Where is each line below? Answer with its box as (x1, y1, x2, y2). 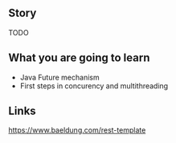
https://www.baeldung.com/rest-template (8, 125, 146, 135)
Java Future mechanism (19, 72, 100, 82)
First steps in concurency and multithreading (19, 80, 169, 91)
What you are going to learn (8, 51, 150, 65)
